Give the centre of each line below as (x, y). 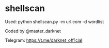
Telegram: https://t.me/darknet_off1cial (44, 40)
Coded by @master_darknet (33, 31)
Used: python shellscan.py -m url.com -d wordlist (54, 22)
